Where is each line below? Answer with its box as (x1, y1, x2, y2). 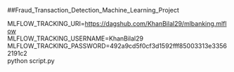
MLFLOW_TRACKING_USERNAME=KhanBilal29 (7, 34, 144, 43)
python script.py (7, 57, 55, 65)
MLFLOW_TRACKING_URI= (7, 20, 86, 27)
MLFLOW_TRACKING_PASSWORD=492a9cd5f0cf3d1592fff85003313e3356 (7, 42, 227, 50)
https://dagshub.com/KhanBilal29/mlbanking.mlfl (84, 20, 227, 27)
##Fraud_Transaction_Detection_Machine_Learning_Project (7, 6, 179, 14)
